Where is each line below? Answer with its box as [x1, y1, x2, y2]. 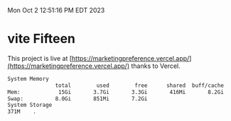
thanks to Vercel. [131, 62, 181, 70]
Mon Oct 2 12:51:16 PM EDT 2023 [7, 6, 105, 14]
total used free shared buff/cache [55, 81, 224, 89]
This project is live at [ [7, 54, 72, 62]
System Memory [7, 75, 50, 82]
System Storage [7, 102, 53, 109]
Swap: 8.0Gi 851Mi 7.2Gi [7, 95, 148, 102]
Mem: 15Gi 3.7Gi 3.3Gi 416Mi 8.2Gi [7, 88, 224, 96]
